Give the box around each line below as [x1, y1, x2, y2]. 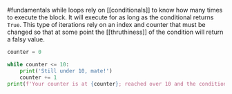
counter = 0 [7, 48, 41, 55]
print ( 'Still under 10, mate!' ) [19, 67, 113, 75]
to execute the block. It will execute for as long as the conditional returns [7, 13, 214, 21]
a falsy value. [7, 35, 45, 44]
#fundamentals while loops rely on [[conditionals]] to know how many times [7, 6, 223, 14]
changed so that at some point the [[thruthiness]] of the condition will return [7, 28, 224, 36]
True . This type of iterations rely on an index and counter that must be [7, 21, 206, 28]
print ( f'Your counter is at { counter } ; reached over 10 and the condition [7, 80, 227, 87]
